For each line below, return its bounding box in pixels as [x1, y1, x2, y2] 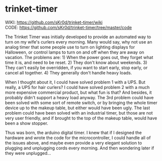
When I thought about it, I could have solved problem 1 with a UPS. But [5, 79, 146, 85]
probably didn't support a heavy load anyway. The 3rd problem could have [5, 94, 154, 100]
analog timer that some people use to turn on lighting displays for [5, 44, 135, 50]
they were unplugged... [5, 150, 51, 156]
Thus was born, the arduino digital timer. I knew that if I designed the [5, 130, 142, 135]
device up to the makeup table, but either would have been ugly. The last [5, 105, 150, 111]
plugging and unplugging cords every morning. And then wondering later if [5, 145, 154, 151]
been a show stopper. [5, 120, 48, 126]
